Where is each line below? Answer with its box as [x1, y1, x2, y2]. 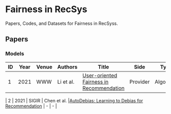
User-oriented [82, 72, 118, 79]
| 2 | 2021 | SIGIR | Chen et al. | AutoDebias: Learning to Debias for [5, 97, 144, 103]
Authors [57, 63, 78, 70]
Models [5, 50, 24, 57]
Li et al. [57, 78, 75, 85]
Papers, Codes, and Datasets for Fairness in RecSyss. [5, 20, 118, 26]
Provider [129, 78, 150, 85]
